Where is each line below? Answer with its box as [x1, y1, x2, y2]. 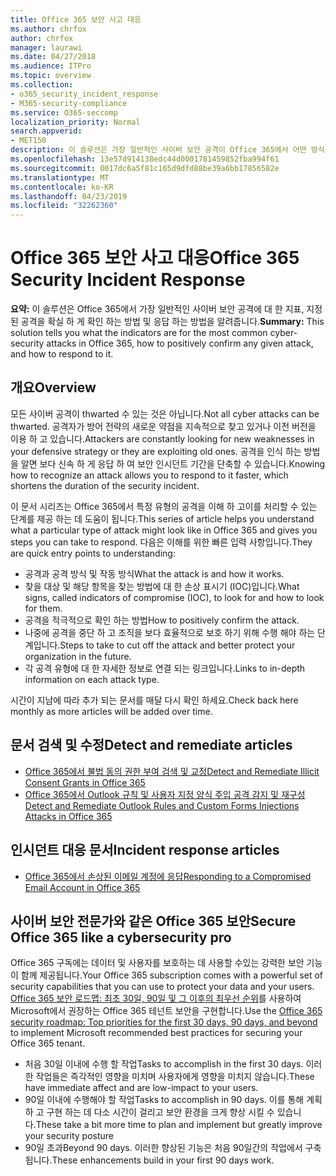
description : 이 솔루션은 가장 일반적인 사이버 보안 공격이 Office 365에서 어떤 [10, 145, 307, 155]
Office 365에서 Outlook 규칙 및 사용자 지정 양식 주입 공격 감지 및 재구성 [24, 788, 306, 800]
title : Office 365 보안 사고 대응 [10, 14, 142, 25]
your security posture [24, 1130, 114, 1142]
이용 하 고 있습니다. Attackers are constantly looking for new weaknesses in [10, 432, 315, 445]
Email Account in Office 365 [24, 881, 141, 893]
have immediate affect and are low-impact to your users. [24, 1082, 259, 1094]
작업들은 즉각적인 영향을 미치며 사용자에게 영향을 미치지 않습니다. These [35, 1071, 315, 1083]
